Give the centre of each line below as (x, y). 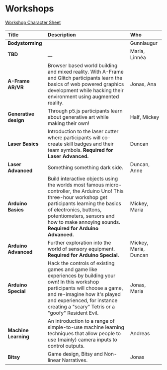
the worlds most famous (76, 185)
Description (62, 34)
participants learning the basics (84, 203)
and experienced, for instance (83, 300)
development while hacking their (85, 90)
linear (54, 360)
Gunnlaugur (144, 43)
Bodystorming (25, 43)
